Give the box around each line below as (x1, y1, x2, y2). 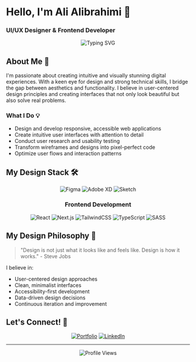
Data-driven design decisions (14, 294, 86, 301)
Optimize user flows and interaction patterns (14, 149, 122, 157)
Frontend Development (65, 200, 131, 209)
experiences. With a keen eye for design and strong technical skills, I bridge (6, 78, 188, 86)
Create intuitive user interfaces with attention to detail (14, 131, 144, 138)
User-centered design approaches (14, 275, 98, 282)
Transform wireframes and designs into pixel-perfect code (14, 144, 156, 151)
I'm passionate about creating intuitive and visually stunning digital (6, 72, 166, 79)
